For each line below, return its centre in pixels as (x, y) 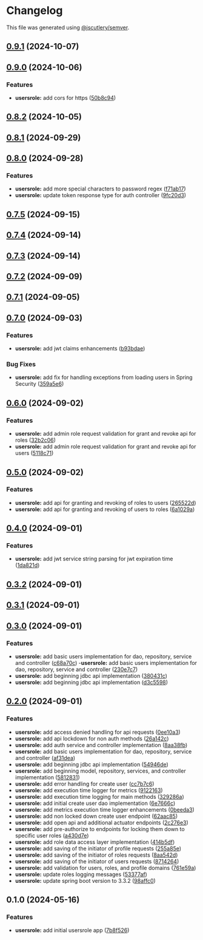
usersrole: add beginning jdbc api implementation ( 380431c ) (91, 675)
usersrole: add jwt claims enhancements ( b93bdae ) (80, 349)
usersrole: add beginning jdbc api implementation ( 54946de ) (92, 764)
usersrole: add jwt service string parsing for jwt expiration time (94, 559)
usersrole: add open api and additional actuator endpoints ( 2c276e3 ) (102, 823)
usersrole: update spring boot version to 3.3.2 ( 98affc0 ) (85, 880)
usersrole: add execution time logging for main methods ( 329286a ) (100, 796)
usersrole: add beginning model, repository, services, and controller (100, 771)
